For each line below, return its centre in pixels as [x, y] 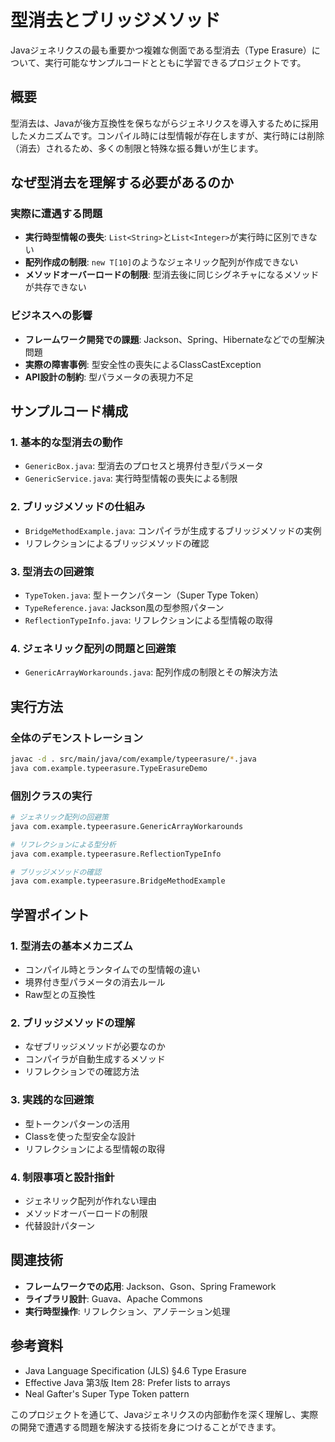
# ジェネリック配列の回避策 [60, 817]
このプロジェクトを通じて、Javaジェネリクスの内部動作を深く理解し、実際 [164, 1414]
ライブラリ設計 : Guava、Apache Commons [113, 1298]
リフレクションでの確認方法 [82, 1072]
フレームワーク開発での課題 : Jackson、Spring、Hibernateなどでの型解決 [174, 339]
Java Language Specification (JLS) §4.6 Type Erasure [135, 1370]
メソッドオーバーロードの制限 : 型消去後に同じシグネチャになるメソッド [172, 275]
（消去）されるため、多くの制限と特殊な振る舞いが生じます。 [137, 148]
